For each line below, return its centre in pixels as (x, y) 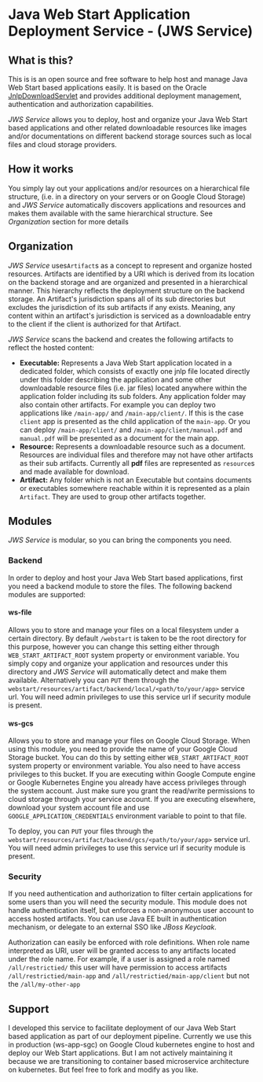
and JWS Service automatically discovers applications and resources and (127, 205)
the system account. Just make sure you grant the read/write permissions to (131, 791)
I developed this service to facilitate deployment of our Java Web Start (122, 1028)
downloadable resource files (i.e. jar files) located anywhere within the (133, 388)
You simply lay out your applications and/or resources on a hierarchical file (129, 188)
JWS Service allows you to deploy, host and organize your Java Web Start (128, 119)
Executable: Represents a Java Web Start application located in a (126, 363)
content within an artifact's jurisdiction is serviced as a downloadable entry (130, 316)
